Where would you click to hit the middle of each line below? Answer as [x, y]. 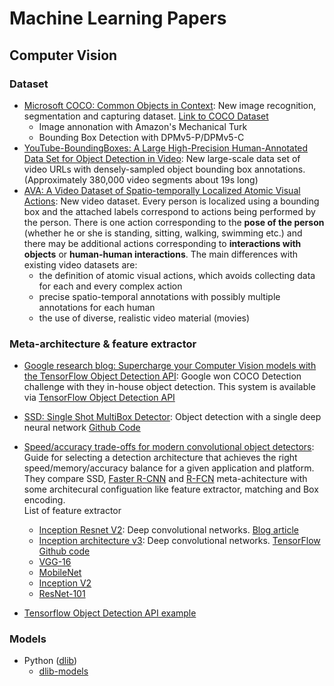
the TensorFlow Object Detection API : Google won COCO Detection [162, 376]
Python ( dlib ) [50, 661]
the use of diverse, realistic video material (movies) [144, 318]
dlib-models [63, 671]
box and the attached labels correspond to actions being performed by [169, 211]
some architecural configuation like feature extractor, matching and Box [171, 489]
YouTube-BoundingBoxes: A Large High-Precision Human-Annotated [166, 148]
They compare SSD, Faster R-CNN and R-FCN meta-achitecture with [165, 479]
